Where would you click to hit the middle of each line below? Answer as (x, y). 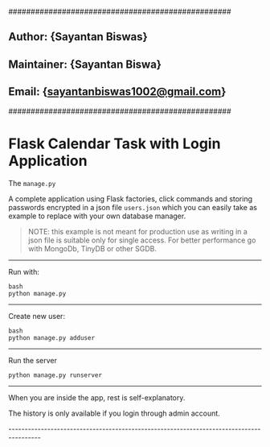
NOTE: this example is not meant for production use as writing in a (137, 231)
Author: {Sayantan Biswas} (78, 37)
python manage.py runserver (55, 375)
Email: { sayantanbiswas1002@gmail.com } (117, 92)
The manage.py (32, 183)
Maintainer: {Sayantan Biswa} (85, 64)
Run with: (24, 271)
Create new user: (37, 316)
